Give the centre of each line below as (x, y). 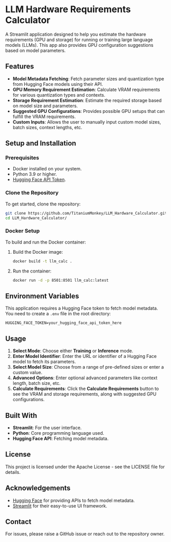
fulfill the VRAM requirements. (44, 116)
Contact (18, 521)
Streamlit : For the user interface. (47, 428)
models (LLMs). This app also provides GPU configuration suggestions (79, 45)
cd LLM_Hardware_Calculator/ (36, 218)
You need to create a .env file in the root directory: (58, 314)
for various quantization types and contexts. (59, 95)
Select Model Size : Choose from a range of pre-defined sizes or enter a (88, 367)
